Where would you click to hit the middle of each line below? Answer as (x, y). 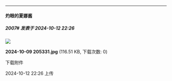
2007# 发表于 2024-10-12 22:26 (40, 28)
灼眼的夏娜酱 (19, 15)
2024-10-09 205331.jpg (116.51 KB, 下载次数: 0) (56, 51)
